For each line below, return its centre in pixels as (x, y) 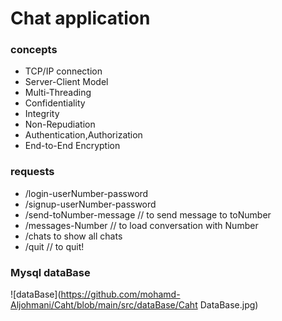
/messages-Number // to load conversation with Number (141, 225)
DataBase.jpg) (229, 305)
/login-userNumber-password (86, 193)
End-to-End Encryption (72, 146)
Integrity (42, 114)
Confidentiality (55, 103)
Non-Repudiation (60, 124)
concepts (34, 50)
